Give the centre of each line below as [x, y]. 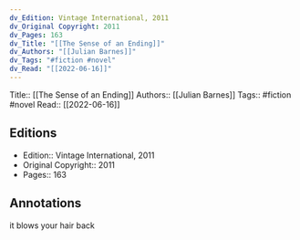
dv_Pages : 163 [36, 35]
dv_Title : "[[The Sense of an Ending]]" [88, 43]
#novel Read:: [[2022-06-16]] [65, 104]
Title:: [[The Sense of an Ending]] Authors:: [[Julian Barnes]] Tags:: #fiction [150, 94]
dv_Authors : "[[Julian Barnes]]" [73, 52]
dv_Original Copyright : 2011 [65, 26]
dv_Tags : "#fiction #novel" [63, 60]
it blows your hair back [52, 225]
